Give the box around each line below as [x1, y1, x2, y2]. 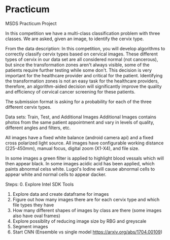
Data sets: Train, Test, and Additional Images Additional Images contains [5, 113, 156, 120]
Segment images [12, 223, 48, 229]
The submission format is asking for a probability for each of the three [5, 98, 152, 105]
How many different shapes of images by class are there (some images [12, 207, 162, 213]
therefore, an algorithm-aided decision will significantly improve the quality [5, 83, 162, 89]
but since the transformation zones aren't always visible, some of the [5, 62, 150, 68]
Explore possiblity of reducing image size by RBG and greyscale [12, 218, 147, 224]
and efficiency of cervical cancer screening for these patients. [5, 88, 135, 95]
